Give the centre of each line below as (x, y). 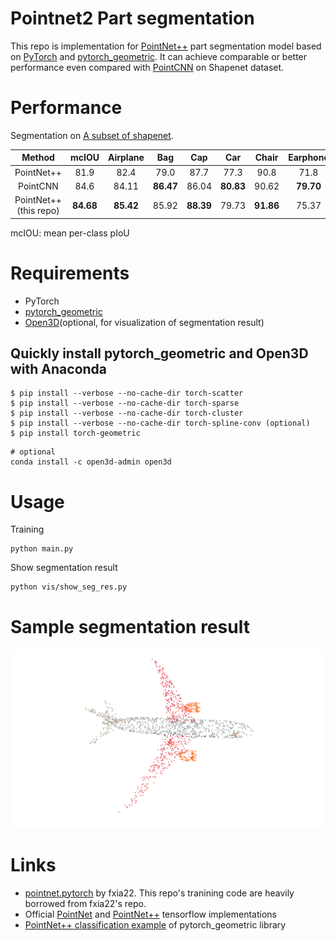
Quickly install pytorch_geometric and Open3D (159, 353)
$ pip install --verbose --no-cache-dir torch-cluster (127, 413)
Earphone (309, 158)
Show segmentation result (64, 568)
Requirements (70, 273)
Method (38, 158)
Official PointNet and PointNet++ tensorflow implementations (150, 914)
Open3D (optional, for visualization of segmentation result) (144, 322)
